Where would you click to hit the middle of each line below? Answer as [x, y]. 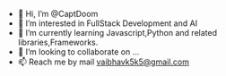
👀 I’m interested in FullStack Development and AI [108, 23]
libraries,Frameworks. [58, 42]
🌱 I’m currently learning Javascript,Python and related [117, 33]
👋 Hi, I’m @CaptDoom [58, 14]
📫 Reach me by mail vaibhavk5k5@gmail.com [104, 62]
